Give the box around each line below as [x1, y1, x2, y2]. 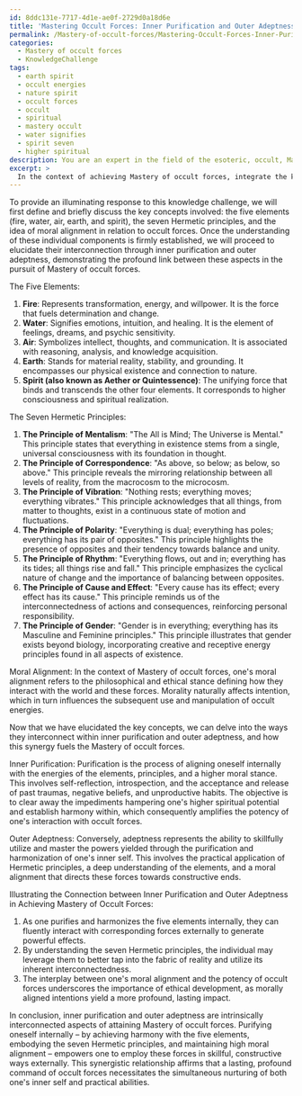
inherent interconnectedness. [22, 964, 132, 975]
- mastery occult [17, 122, 83, 131]
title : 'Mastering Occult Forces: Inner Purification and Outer [9, 22, 255, 31]
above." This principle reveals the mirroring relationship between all [22, 467, 272, 478]
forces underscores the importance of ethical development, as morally [22, 983, 284, 994]
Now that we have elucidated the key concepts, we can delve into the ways [9, 722, 289, 733]
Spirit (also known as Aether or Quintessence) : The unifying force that [22, 375, 288, 386]
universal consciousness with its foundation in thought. [22, 448, 227, 459]
